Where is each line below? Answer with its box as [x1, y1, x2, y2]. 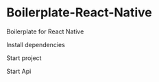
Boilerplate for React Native [6, 27, 84, 36]
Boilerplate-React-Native [6, 5, 152, 20]
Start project [6, 53, 42, 62]
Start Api [6, 67, 32, 75]
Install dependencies [6, 40, 66, 49]
